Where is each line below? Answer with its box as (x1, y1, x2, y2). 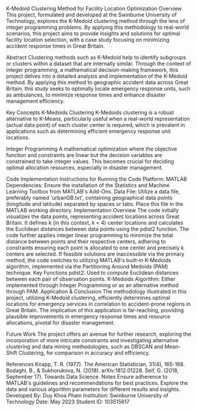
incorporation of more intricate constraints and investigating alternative (6, 337, 179, 343)
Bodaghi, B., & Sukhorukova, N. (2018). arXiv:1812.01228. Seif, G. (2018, (6, 367, 179, 374)
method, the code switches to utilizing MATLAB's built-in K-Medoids (6, 257, 172, 263)
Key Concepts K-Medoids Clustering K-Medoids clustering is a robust (6, 109, 175, 116)
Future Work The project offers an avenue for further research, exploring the (6, 330, 191, 338)
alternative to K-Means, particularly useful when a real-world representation (6, 115, 190, 122)
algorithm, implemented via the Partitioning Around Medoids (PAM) (6, 263, 169, 270)
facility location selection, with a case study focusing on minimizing (6, 36, 169, 43)
